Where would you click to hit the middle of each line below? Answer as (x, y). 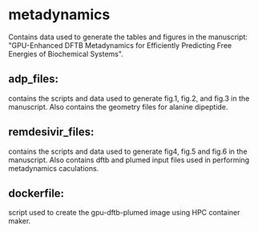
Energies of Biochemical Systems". (66, 54)
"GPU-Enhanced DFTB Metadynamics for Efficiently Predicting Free (120, 45)
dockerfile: (36, 193)
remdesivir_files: (51, 132)
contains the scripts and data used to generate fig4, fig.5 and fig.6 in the (128, 151)
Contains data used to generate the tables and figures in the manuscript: (128, 37)
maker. (20, 221)
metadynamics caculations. (54, 168)
